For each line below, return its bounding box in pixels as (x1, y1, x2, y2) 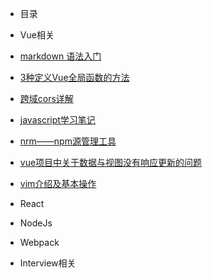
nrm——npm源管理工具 (19, 135, 117, 147)
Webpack (19, 237, 60, 248)
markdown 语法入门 (19, 50, 102, 62)
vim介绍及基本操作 (19, 178, 97, 189)
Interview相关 (19, 257, 77, 269)
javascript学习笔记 (19, 114, 96, 126)
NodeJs (19, 217, 53, 229)
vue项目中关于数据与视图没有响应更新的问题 (19, 157, 203, 168)
